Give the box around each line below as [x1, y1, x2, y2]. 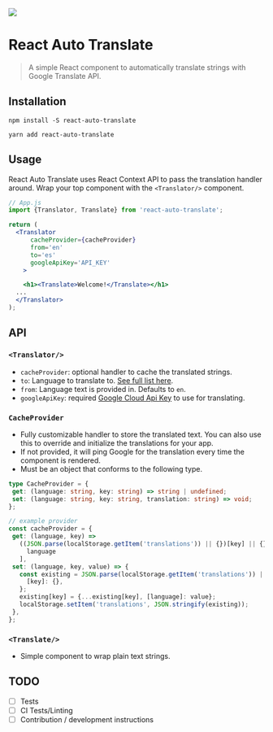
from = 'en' [29, 243, 63, 251]
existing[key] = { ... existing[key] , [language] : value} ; [19, 593, 217, 601]
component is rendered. [19, 455, 102, 465]
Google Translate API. [28, 71, 102, 81]
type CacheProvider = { [8, 480, 89, 488]
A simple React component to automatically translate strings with [28, 62, 246, 72]
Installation [8, 94, 67, 109]
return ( [8, 220, 38, 229]
